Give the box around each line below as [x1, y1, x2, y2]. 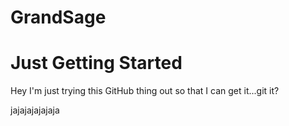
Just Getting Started [10, 52, 183, 75]
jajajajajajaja [10, 104, 60, 116]
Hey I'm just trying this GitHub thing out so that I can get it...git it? [10, 85, 280, 97]
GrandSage [10, 6, 107, 29]
